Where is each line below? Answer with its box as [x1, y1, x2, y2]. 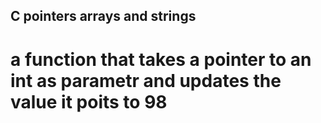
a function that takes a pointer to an [10, 48, 312, 71]
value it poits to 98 [10, 90, 168, 113]
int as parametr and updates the [10, 69, 282, 92]
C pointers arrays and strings [10, 8, 197, 25]
